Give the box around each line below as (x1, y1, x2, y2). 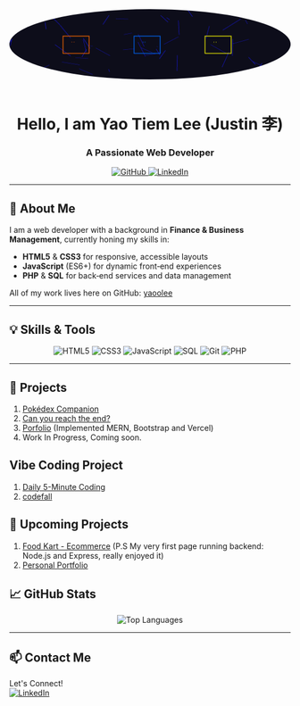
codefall (21, 491, 53, 502)
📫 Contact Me (9, 650, 92, 665)
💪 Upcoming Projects (9, 517, 129, 532)
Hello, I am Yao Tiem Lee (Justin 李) (16, 114, 284, 135)
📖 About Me (9, 201, 76, 216)
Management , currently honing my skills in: (9, 234, 170, 245)
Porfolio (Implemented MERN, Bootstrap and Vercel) (21, 422, 214, 433)
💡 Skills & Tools (9, 321, 96, 337)
